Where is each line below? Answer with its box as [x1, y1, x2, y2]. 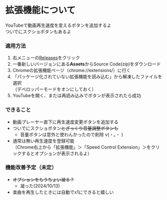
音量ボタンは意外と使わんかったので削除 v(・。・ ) [20, 131, 123, 138]
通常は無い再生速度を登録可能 [12, 138, 74, 144]
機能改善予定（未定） [5, 164, 57, 171]
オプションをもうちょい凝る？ [12, 176, 74, 182]
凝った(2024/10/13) [20, 182, 60, 189]
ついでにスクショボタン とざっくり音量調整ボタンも [12, 125, 119, 131]
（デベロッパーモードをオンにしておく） [12, 86, 97, 92]
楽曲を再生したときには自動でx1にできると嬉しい [12, 189, 114, 195]
